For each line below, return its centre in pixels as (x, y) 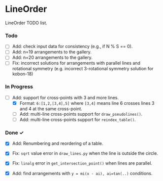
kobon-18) (23, 74)
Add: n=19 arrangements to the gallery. (52, 52)
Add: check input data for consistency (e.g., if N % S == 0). (72, 46)
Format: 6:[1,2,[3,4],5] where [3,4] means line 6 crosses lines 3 (87, 103)
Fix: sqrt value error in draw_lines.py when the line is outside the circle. (85, 153)
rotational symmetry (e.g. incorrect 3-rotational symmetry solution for (83, 69)
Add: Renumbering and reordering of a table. (58, 143)
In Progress (19, 87)
